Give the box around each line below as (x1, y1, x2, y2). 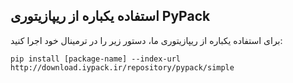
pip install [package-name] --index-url (10, 54, 182, 64)
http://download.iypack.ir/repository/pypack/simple (10, 62, 235, 73)
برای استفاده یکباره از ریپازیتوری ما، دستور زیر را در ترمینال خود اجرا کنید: (10, 34, 283, 46)
